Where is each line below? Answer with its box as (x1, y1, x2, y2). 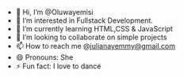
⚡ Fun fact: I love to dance (15, 61, 102, 71)
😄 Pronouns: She (15, 53, 74, 62)
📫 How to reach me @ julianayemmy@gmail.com (15, 42, 176, 50)
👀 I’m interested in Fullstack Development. (15, 16, 153, 25)
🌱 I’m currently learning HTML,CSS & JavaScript (15, 24, 173, 33)
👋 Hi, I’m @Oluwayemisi (15, 8, 94, 16)
